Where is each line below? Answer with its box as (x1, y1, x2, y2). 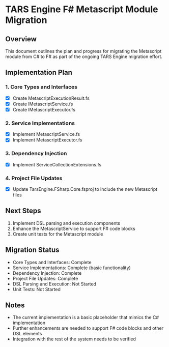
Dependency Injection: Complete (12, 270, 82, 276)
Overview (5, 35, 37, 43)
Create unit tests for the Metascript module (12, 230, 103, 237)
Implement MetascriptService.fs (12, 131, 80, 137)
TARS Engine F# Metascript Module (5, 4, 158, 15)
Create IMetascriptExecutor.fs (12, 106, 75, 112)
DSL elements (12, 331, 42, 337)
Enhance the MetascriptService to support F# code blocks (12, 225, 136, 232)
